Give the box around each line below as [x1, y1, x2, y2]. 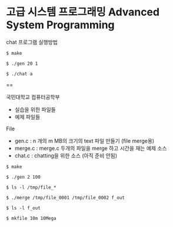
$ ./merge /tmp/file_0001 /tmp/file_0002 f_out [6, 195, 125, 200]
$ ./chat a [6, 71, 33, 77]
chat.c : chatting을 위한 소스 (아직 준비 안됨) [14, 152, 118, 159]
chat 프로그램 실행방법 [6, 38, 58, 45]
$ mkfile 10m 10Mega [6, 215, 57, 221]
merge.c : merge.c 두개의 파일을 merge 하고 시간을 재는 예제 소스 [14, 144, 167, 152]
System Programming [6, 18, 115, 32]
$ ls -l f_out [6, 205, 41, 211]
